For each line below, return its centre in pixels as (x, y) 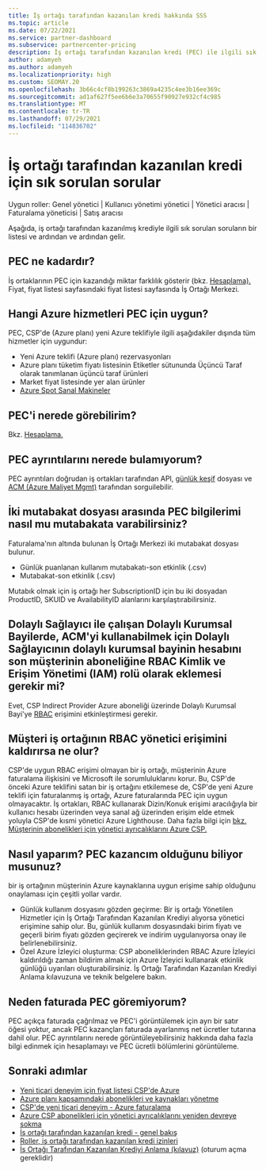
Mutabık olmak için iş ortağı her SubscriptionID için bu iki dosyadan (118, 591)
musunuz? (35, 867)
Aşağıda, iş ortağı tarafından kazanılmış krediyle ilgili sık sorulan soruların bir (133, 228)
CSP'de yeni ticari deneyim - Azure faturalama (95, 1107)
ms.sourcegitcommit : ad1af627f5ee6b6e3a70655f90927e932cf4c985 (115, 97)
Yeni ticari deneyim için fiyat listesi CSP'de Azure (99, 1090)
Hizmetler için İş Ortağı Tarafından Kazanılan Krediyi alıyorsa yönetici (132, 918)
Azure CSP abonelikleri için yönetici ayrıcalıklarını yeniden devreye (128, 1115)
